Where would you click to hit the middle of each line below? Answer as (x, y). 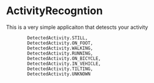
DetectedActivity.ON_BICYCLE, (64, 58)
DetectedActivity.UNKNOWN (59, 74)
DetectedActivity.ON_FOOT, (60, 43)
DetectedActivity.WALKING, (60, 48)
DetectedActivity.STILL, (58, 38)
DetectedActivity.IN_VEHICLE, (64, 64)
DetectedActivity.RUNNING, (60, 53)
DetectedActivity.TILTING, (60, 69)
